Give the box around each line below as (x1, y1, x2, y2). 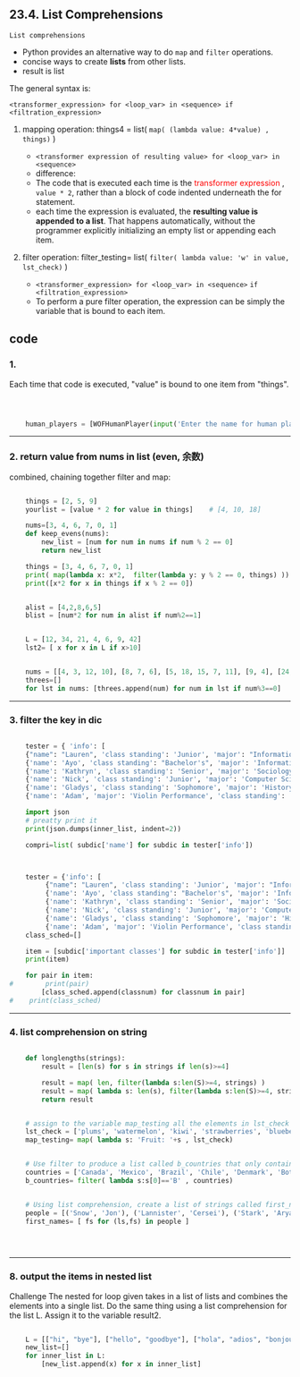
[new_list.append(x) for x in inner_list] (41, 1360, 202, 1369)
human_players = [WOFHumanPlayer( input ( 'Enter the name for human (25, 420, 278, 429)
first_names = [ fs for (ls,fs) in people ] (25, 1217, 190, 1226)
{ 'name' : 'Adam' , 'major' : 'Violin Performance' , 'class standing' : (25, 792, 286, 801)
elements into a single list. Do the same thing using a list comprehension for (9, 1300, 287, 1311)
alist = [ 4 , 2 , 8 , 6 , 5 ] (25, 603, 102, 612)
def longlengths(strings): (25, 1054, 126, 1063)
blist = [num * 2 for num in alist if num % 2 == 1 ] (25, 611, 202, 620)
